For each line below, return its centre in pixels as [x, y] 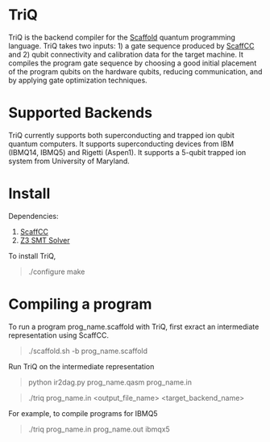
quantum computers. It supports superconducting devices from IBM [121, 144]
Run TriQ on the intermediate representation [81, 366]
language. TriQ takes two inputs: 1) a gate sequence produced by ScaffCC [131, 45]
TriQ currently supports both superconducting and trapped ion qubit [122, 135]
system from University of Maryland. [69, 161]
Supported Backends [81, 113]
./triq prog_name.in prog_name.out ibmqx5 [99, 429]
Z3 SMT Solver [45, 240]
